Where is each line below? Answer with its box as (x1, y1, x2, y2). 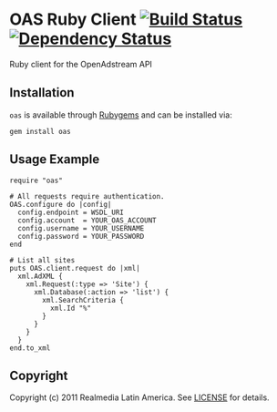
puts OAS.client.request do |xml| (9, 263, 141, 273)
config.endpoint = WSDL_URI (17, 208, 125, 217)
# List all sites (9, 255, 76, 264)
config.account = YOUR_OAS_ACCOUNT (17, 215, 157, 225)
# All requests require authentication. (9, 191, 166, 201)
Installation (9, 85, 75, 100)
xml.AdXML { (17, 272, 64, 281)
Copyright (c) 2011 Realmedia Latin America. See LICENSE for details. (9, 392, 271, 403)
